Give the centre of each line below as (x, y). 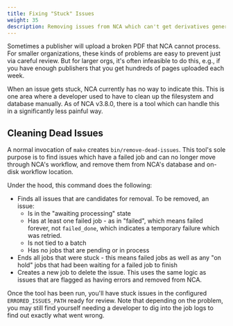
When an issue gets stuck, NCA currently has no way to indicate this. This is (116, 89)
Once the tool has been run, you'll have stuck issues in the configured (107, 293)
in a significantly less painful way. (55, 111)
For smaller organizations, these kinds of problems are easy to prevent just (114, 53)
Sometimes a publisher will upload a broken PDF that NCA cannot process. (114, 46)
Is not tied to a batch (57, 243)
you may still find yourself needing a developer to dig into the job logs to (110, 308)
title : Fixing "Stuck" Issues (51, 14)
